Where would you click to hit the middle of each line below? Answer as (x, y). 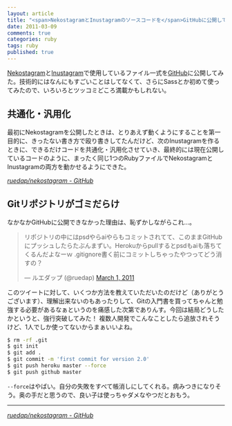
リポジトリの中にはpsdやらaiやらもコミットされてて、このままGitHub (123, 237)
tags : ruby (23, 46)
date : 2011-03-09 (32, 26)
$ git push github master (44, 372)
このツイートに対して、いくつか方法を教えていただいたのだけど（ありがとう (116, 292)
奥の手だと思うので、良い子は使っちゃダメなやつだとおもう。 (106, 395)
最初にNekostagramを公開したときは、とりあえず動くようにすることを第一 (114, 132)
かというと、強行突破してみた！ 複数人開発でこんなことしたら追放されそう (114, 318)
